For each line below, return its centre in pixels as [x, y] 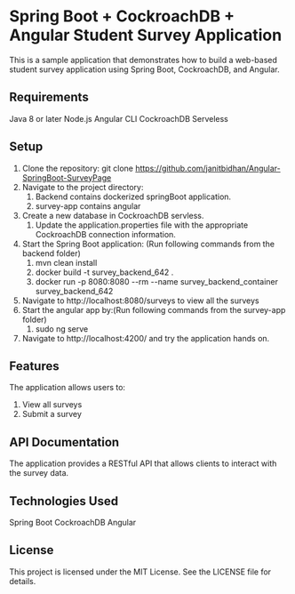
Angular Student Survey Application [146, 35]
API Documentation [64, 442]
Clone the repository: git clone [77, 168]
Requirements [49, 97]
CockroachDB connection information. [105, 234]
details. [23, 581]
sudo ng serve [62, 329]
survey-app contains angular [88, 205]
